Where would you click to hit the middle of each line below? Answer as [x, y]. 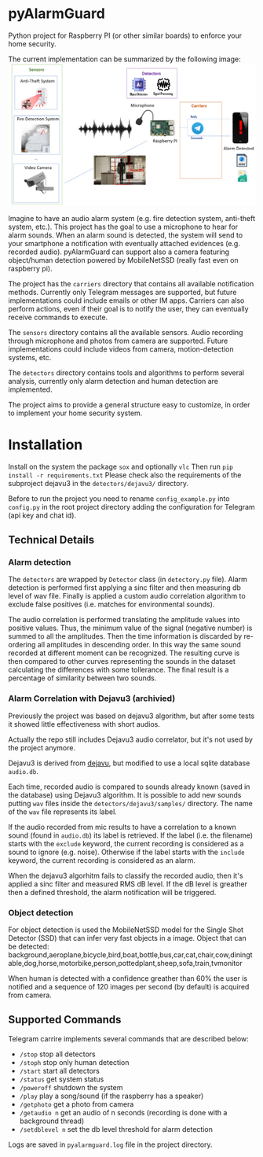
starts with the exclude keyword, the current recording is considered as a [126, 843]
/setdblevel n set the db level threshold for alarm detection [116, 1129]
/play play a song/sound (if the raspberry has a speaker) [111, 1096]
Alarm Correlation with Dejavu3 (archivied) [92, 698]
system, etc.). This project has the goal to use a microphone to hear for [123, 227]
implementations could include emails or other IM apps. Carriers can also [126, 300]
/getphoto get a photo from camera [77, 1104]
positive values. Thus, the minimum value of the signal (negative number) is [130, 628]
